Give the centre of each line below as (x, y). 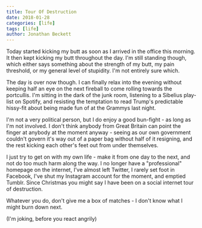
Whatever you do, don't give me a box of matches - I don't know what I (94, 201)
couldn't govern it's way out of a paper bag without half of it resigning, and (99, 139)
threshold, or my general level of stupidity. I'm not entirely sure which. (93, 71)
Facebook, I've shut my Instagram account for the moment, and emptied (96, 176)
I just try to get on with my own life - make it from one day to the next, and (98, 157)
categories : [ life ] (31, 23)
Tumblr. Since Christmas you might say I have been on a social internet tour (100, 183)
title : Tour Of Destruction (42, 12)
